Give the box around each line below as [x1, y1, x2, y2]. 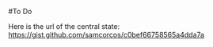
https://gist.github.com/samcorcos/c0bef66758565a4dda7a [8, 31, 204, 39]
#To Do [8, 7, 32, 16]
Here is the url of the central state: [8, 22, 120, 31]
